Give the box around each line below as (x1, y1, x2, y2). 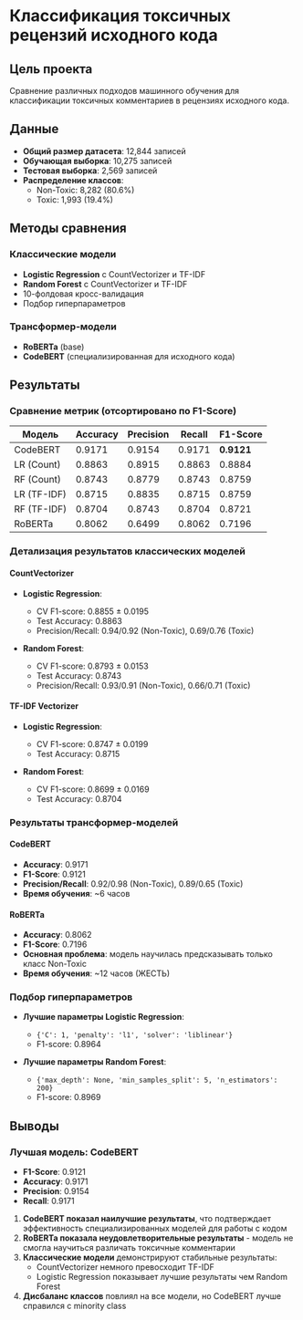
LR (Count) (14, 458, 61, 471)
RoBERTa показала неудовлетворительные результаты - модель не (22, 1232, 294, 1243)
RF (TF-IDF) (14, 503, 67, 515)
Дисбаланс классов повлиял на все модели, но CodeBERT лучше (22, 1291, 281, 1302)
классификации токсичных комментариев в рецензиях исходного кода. (9, 95, 290, 106)
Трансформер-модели (9, 320, 117, 333)
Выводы (9, 1118, 59, 1134)
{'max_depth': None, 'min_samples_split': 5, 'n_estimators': (36, 1076, 278, 1086)
